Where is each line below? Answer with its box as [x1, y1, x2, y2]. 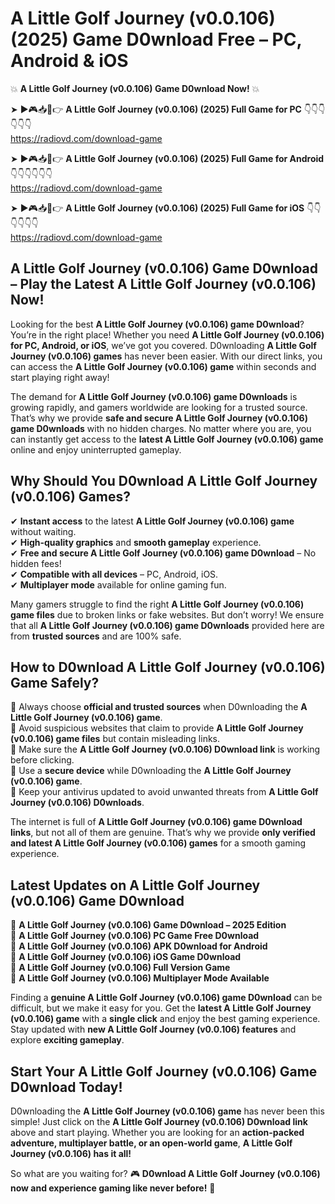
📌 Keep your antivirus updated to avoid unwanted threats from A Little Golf [10, 786, 319, 798]
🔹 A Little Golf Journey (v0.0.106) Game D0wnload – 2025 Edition [10, 919, 287, 931]
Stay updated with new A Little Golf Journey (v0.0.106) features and [10, 1023, 297, 1036]
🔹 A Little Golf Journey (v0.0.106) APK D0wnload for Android [10, 940, 268, 952]
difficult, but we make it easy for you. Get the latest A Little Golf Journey [10, 1002, 312, 1014]
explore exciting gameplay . [10, 1034, 125, 1046]
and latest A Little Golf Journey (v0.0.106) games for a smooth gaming [10, 837, 307, 849]
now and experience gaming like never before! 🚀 [10, 1182, 216, 1194]
